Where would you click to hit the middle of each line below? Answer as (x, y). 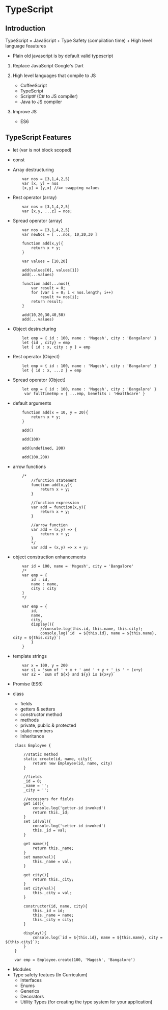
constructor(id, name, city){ (55, 906)
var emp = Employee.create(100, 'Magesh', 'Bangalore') (75, 960)
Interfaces (31, 980)
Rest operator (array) (35, 197)
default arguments (32, 403)
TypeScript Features (38, 138)
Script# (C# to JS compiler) (49, 96)
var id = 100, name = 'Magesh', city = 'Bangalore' (78, 566)
